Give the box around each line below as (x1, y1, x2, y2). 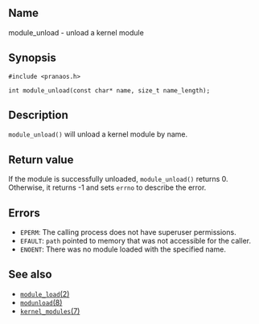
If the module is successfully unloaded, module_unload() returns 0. (8, 174, 228, 184)
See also (8, 268, 52, 281)
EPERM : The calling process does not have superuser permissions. (19, 228, 236, 237)
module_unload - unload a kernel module (8, 27, 145, 37)
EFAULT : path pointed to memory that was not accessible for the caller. (19, 236, 252, 246)
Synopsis (8, 51, 56, 65)
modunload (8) (19, 297, 63, 307)
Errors (8, 206, 40, 219)
